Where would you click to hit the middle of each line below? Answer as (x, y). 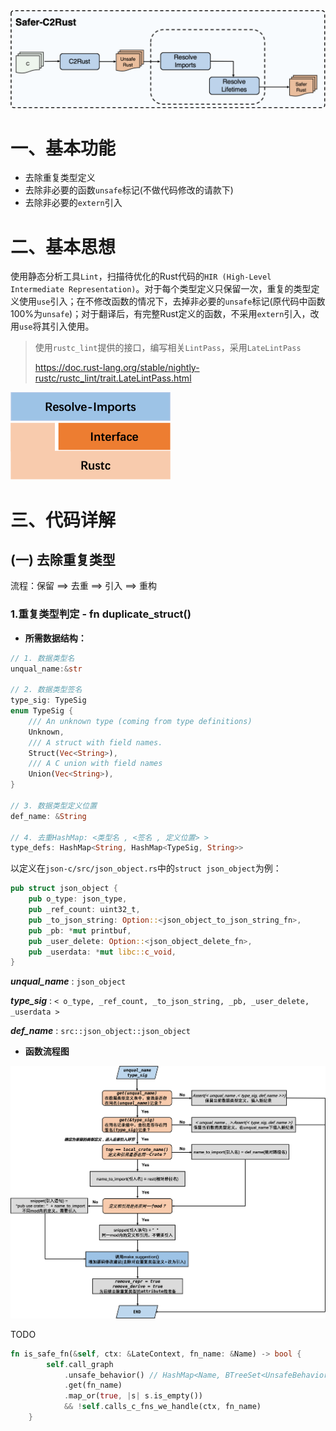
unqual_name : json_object (68, 981)
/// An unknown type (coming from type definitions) (140, 721)
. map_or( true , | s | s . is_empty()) (133, 1396)
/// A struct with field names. (95, 742)
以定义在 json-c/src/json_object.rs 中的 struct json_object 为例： (146, 868)
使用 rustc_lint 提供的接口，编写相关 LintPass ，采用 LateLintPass (168, 348)
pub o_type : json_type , (78, 899)
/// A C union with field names (95, 764)
